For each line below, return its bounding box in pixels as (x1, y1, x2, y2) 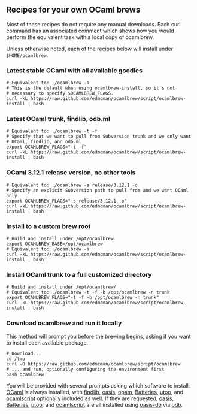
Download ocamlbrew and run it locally (6, 319, 122, 327)
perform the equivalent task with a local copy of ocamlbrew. (6, 33, 154, 41)
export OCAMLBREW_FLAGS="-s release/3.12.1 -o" (6, 198, 128, 204)
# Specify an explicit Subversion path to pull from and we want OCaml (6, 187, 189, 194)
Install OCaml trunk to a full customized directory (6, 270, 152, 279)
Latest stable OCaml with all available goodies (6, 66, 143, 74)
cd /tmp (6, 356, 26, 362)
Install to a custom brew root (6, 222, 91, 230)
